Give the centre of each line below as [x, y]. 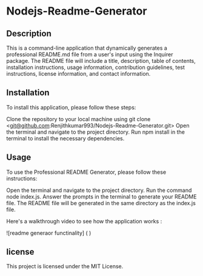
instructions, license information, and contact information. [78, 74]
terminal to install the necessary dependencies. [65, 138]
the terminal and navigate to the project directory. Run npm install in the [95, 132]
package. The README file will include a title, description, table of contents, [101, 61]
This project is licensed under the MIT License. [65, 266]
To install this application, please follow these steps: [71, 107]
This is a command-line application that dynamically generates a [87, 48]
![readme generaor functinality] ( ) [49, 233]
